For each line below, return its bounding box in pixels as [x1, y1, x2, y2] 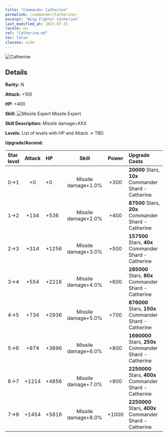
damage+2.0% [67, 215, 102, 222]
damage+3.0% [67, 248, 102, 255]
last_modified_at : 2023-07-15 [5, 21, 68, 27]
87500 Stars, [128, 199, 160, 206]
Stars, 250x [128, 338, 156, 345]
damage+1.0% [67, 182, 102, 189]
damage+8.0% [67, 414, 102, 421]
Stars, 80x [128, 272, 153, 279]
